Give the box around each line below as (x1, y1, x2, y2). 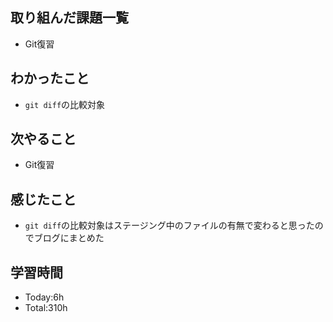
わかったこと (10, 70, 90, 87)
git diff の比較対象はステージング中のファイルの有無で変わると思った (24, 219, 315, 232)
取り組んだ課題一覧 (10, 9, 129, 27)
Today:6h (24, 291, 65, 303)
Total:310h (24, 302, 68, 314)
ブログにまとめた (33, 232, 105, 244)
